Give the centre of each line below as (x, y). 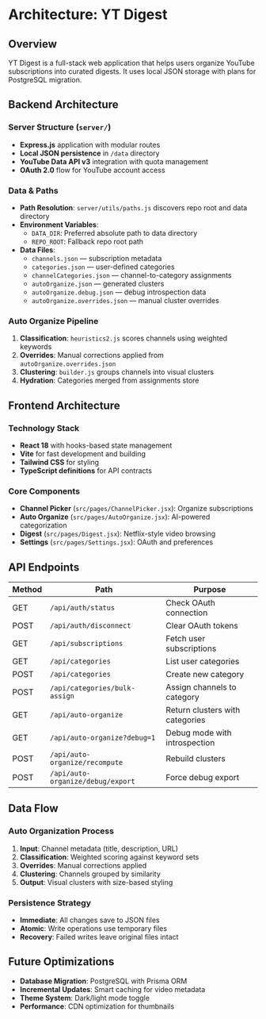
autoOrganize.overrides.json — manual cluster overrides (125, 300)
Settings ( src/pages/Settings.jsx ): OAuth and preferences (116, 542)
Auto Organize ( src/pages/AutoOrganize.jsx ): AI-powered (115, 517)
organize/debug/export (93, 782)
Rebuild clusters (196, 759)
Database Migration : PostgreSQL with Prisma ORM (103, 981)
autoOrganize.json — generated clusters (98, 283)
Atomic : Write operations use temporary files (93, 929)
